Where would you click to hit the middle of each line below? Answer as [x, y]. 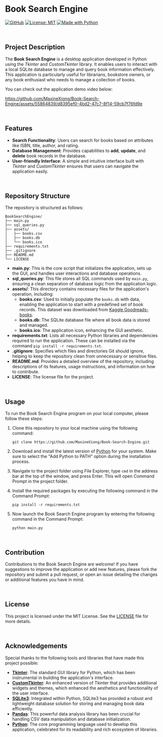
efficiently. [23, 709]
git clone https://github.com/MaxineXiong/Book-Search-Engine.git [81, 442]
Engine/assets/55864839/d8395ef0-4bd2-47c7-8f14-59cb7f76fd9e [74, 104]
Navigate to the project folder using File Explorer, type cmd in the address [85, 471]
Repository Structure [38, 196]
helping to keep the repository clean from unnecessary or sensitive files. [85, 356]
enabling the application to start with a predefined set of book [81, 304]
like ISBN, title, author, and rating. [45, 145]
